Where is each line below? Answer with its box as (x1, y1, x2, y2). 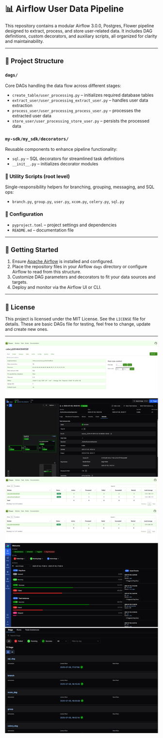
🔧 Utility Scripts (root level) (5, 173, 70, 180)
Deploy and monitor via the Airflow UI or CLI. (12, 285, 102, 290)
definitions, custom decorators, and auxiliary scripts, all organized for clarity (5, 33, 158, 39)
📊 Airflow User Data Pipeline (5, 3, 124, 15)
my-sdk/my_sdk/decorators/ (5, 136, 69, 142)
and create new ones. (5, 326, 49, 332)
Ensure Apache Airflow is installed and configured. (12, 258, 114, 265)
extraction (12, 102, 33, 108)
